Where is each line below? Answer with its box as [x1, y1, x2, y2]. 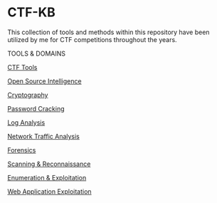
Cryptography [7, 90, 48, 99]
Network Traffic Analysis [7, 132, 80, 140]
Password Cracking [7, 104, 65, 113]
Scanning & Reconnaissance [7, 160, 91, 168]
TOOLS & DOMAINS [7, 49, 66, 58]
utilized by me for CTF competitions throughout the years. [7, 35, 177, 43]
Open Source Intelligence [7, 76, 82, 85]
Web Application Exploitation [7, 187, 92, 196]
